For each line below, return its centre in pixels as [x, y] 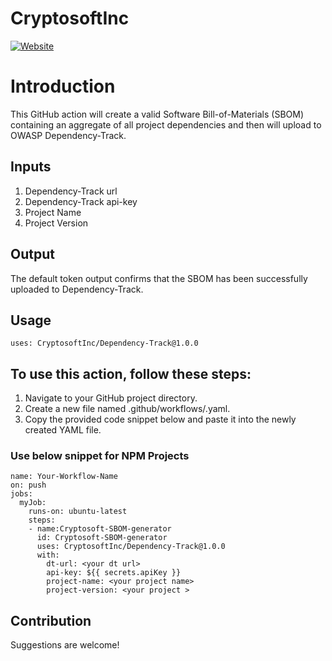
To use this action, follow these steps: [131, 373]
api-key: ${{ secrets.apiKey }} [114, 573]
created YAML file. [63, 430]
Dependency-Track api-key [81, 201]
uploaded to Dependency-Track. [77, 289]
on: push [28, 485]
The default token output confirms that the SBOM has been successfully [159, 278]
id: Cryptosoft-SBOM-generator [102, 538]
